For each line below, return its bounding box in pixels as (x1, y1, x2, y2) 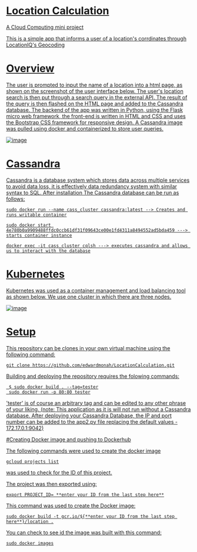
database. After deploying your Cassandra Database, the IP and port (6, 412, 172, 419)
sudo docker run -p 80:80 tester (8, 389, 91, 395)
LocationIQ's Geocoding (6, 41, 65, 48)
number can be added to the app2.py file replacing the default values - (6, 418, 178, 425)
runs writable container (6, 212, 67, 218)
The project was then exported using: (6, 480, 97, 487)
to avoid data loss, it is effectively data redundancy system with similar (6, 182, 178, 189)
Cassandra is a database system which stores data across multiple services (6, 177, 190, 184)
